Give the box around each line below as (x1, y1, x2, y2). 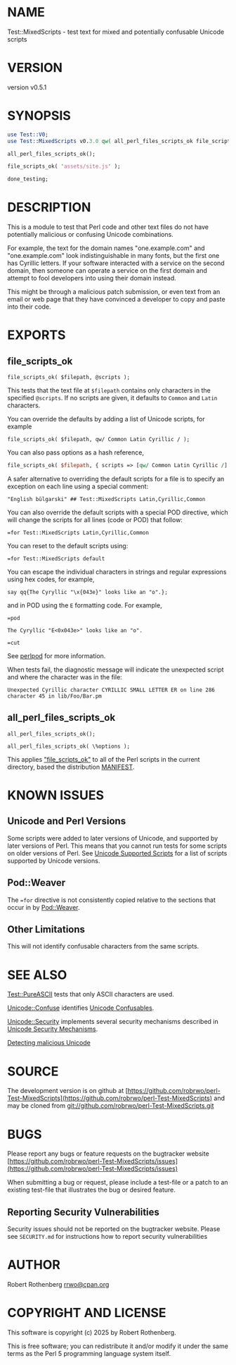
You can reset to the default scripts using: (7, 542, 129, 550)
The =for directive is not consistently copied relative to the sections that (7, 896, 216, 904)
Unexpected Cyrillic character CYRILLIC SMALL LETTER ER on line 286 (7, 686, 216, 693)
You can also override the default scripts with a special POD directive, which (7, 508, 228, 517)
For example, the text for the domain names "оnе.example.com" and (7, 244, 205, 252)
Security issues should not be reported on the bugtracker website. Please (7, 1225, 221, 1233)
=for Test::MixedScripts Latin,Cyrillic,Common (7, 529, 150, 536)
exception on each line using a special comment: (7, 482, 149, 490)
